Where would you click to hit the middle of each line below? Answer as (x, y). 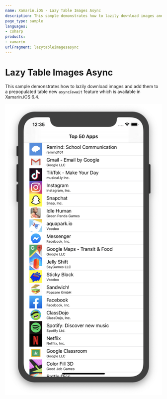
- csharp (14, 32)
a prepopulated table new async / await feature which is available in (73, 92)
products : (15, 37)
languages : (16, 26)
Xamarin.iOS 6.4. (22, 97)
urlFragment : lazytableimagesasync (42, 47)
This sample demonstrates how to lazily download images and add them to (82, 86)
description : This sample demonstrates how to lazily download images (80, 16)
